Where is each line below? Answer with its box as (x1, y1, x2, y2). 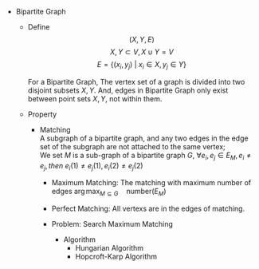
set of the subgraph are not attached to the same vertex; (39, 141, 226, 151)
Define (27, 22, 50, 31)
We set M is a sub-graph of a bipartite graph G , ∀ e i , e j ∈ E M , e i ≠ (39, 150, 252, 162)
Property (27, 109, 57, 119)
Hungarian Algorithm (75, 243, 144, 253)
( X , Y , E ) (128, 35, 155, 44)
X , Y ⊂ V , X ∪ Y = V (110, 47, 174, 57)
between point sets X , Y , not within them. (27, 93, 163, 103)
